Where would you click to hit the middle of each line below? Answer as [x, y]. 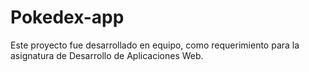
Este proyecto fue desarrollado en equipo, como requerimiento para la [155, 45]
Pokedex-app [67, 17]
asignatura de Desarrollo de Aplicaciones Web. [107, 55]
